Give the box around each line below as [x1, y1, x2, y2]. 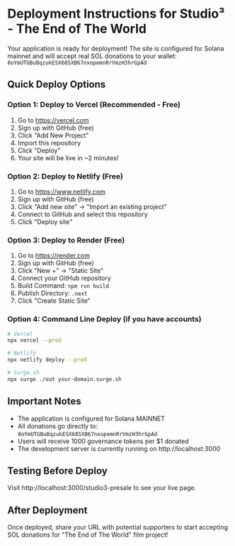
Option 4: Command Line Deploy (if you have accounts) [7, 314, 202, 324]
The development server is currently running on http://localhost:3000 [17, 444, 221, 452]
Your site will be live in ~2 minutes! [17, 153, 119, 162]
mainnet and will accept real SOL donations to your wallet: [7, 52, 177, 60]
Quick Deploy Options [7, 79, 106, 91]
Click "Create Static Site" [17, 296, 91, 305]
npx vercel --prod [7, 337, 62, 344]
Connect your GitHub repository [17, 274, 111, 282]
